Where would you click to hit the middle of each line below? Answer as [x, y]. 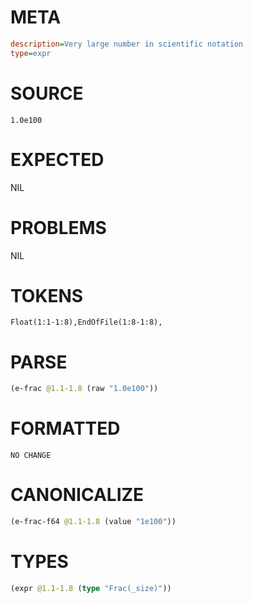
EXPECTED [57, 159]
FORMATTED [65, 428]
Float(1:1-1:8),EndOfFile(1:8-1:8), [86, 322]
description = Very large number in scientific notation [127, 44]
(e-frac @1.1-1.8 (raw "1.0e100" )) [84, 389]
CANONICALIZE [77, 495]
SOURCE [47, 93]
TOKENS [47, 295]
